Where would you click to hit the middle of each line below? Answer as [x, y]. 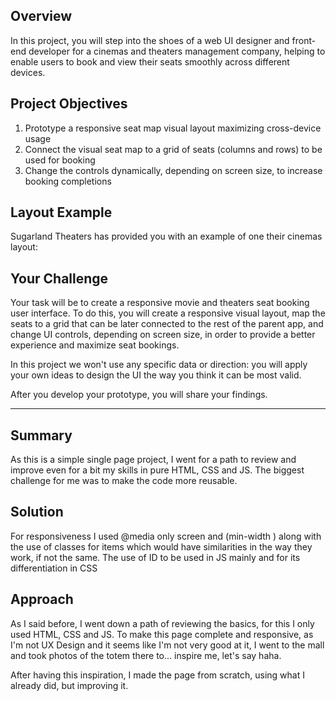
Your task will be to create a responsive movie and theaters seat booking [160, 303]
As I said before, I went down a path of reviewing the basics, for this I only [162, 623]
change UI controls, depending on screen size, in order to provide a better [163, 335]
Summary [41, 435]
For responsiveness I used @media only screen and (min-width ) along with [166, 536]
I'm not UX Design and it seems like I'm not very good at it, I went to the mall [167, 645]
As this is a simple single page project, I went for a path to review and [153, 460]
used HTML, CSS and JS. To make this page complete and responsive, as [162, 634]
